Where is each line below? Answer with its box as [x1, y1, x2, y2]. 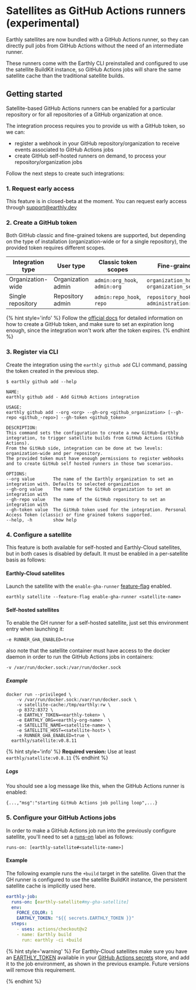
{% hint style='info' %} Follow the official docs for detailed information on [6, 314, 183, 321]
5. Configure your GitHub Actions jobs [6, 814, 117, 822]
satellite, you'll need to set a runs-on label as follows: [6, 833, 134, 840]
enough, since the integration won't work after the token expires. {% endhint [6, 327, 190, 334]
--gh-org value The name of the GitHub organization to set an [6, 486, 171, 492]
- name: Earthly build [16, 931, 72, 937]
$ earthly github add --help [6, 379, 77, 385]
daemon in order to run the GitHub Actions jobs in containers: [6, 653, 154, 660]
